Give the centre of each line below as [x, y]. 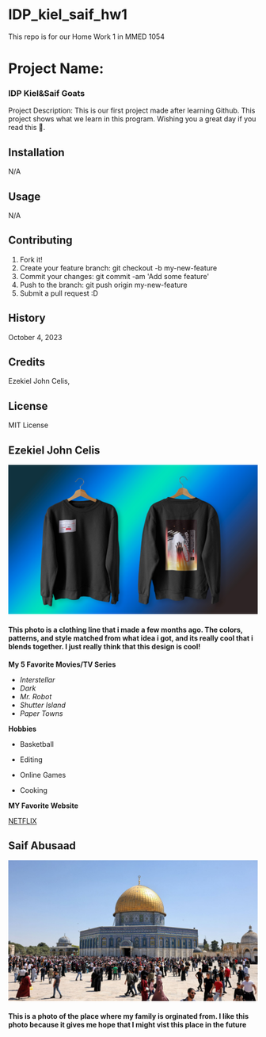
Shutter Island [42, 705]
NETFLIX [23, 821]
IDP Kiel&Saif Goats [47, 94]
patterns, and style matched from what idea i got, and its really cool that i [131, 638]
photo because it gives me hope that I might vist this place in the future [127, 1025]
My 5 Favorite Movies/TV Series [62, 664]
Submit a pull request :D [59, 293]
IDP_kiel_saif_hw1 [68, 15]
